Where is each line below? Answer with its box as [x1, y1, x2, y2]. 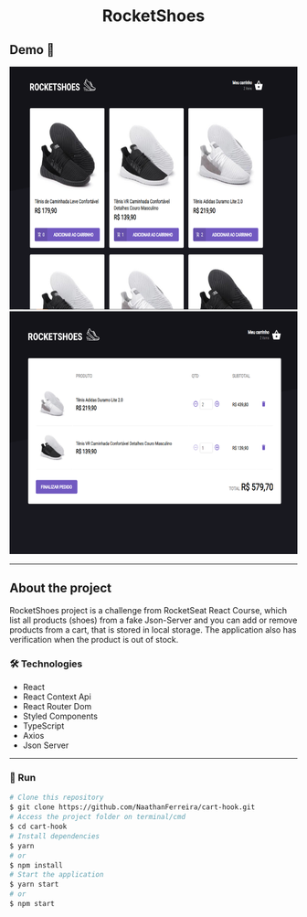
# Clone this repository [9, 793, 104, 803]
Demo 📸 [9, 42, 55, 58]
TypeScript [22, 720, 65, 731]
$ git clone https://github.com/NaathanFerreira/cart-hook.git [9, 803, 256, 812]
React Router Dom [22, 701, 92, 712]
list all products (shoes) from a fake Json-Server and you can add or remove [9, 614, 298, 625]
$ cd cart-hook [9, 822, 68, 832]
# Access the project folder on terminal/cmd [9, 813, 185, 822]
